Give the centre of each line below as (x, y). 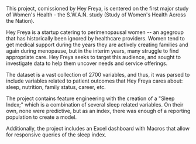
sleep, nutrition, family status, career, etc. (56, 87)
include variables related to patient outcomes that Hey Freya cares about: (94, 81)
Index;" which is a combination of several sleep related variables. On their (95, 104)
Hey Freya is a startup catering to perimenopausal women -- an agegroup (95, 32)
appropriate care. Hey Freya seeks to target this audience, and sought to (94, 57)
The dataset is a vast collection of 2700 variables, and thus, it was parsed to (98, 75)
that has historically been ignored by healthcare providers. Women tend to (96, 38)
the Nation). (20, 21)
